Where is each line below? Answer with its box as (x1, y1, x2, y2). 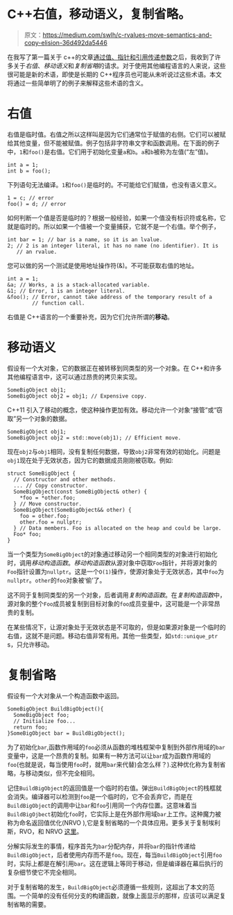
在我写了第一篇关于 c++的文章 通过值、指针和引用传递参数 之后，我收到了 (7, 53, 215, 61)
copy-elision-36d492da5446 (24, 38, 107, 47)
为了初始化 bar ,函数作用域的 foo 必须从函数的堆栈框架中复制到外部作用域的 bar (7, 743, 225, 751)
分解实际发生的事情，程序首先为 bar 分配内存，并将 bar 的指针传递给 (7, 842, 196, 850)
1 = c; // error (7, 194, 54, 202)
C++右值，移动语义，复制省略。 (7, 6, 191, 22)
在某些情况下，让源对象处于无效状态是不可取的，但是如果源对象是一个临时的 (7, 623, 226, 631)
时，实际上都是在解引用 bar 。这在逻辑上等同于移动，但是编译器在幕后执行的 (7, 859, 223, 868)
